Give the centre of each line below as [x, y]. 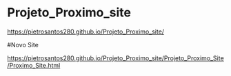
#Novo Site [23, 45]
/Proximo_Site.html [34, 65]
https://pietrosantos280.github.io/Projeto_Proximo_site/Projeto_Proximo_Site [115, 58]
